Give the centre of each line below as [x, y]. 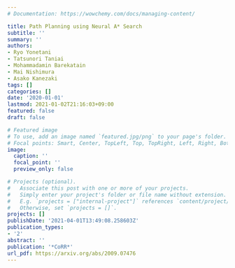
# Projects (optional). [42, 182]
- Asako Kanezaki [33, 78]
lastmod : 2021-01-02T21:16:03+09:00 [60, 105]
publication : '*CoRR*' [40, 247]
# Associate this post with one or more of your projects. [98, 188]
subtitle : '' [26, 33]
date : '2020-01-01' [36, 98]
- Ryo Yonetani [29, 52]
